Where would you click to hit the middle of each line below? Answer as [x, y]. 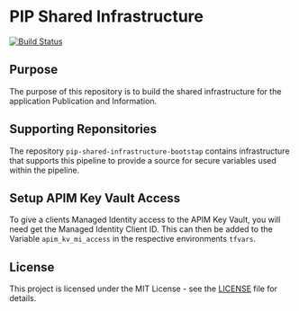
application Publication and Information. [83, 101]
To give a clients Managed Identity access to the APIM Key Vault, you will [145, 220]
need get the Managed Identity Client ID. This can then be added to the [141, 229]
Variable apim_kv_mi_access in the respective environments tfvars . [133, 239]
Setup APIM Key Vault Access [95, 198]
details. [23, 298]
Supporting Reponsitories [83, 129]
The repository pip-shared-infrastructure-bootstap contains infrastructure [149, 151]
